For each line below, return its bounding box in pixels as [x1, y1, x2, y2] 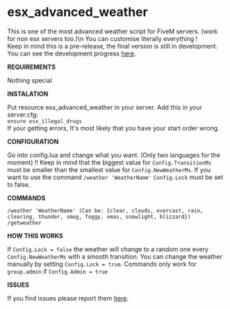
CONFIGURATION [7, 137, 59, 146]
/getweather [7, 219, 42, 226]
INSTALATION [7, 90, 49, 98]
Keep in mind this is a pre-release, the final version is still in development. [7, 42, 217, 50]
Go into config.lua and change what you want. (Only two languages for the [7, 151, 221, 159]
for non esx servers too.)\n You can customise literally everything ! [7, 34, 198, 42]
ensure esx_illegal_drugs [7, 117, 82, 125]
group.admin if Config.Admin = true [7, 267, 108, 275]
